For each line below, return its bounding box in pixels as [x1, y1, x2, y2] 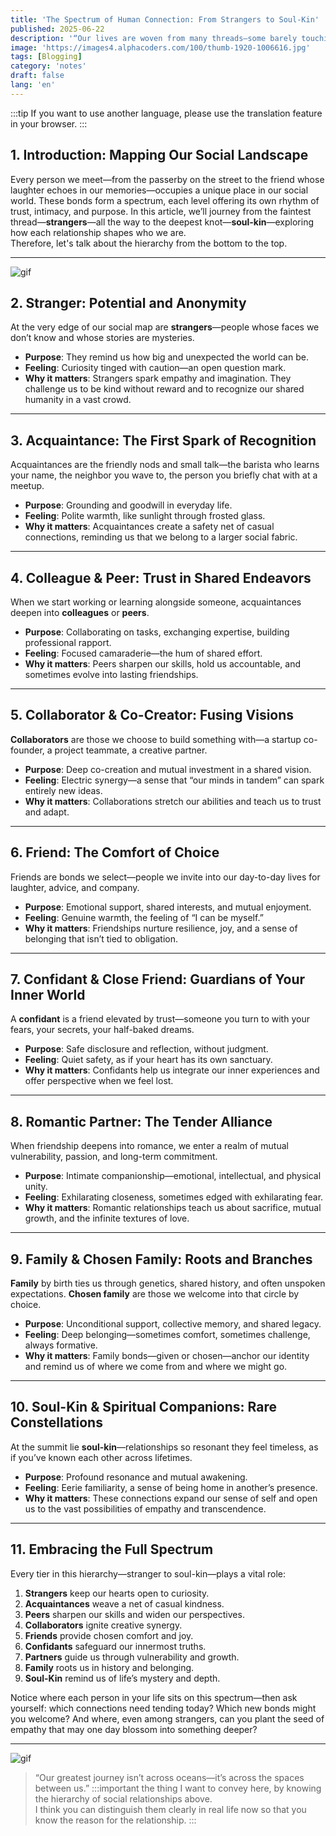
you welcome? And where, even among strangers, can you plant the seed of [10, 1712, 325, 1725]
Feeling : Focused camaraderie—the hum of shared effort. [24, 647, 263, 659]
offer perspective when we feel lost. [24, 1075, 174, 1087]
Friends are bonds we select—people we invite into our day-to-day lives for [10, 871, 321, 883]
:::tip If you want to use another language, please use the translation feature [10, 107, 323, 119]
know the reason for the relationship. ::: [34, 1814, 197, 1826]
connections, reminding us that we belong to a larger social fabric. [24, 531, 298, 543]
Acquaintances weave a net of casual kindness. [24, 1597, 225, 1610]
